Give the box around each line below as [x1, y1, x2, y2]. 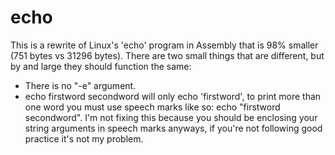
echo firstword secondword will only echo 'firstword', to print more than [24, 90, 322, 102]
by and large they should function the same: [10, 60, 192, 72]
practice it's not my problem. [24, 132, 144, 145]
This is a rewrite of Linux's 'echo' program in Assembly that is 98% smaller [10, 39, 319, 51]
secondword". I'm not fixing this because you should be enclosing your [24, 111, 318, 123]
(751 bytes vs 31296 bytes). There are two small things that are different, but [10, 49, 325, 61]
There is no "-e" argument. [24, 79, 137, 91]
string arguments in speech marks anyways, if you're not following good [24, 122, 323, 134]
